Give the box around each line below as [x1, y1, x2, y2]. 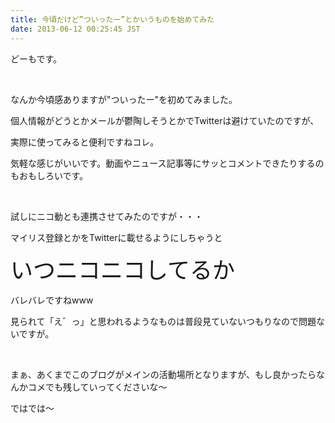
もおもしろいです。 [10, 169, 89, 181]
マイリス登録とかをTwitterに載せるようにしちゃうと [10, 231, 223, 243]
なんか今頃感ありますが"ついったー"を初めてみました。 [10, 93, 238, 105]
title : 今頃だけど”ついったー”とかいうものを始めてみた [10, 14, 215, 25]
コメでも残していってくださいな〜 [27, 381, 168, 393]
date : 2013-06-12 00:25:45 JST [10, 24, 141, 34]
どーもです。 [10, 52, 63, 65]
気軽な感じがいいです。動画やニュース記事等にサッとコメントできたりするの [10, 157, 325, 169]
